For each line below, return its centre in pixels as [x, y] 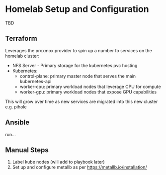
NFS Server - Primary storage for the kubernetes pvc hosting [75, 65]
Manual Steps [27, 150]
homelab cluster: [22, 56]
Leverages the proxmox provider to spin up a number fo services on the [79, 50]
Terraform [21, 39]
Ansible [17, 123]
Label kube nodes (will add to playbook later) [59, 162]
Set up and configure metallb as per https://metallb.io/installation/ [80, 167]
